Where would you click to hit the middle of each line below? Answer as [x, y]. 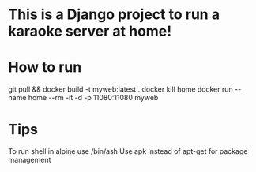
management [30, 160]
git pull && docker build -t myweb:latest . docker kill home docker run [120, 89]
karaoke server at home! [90, 31]
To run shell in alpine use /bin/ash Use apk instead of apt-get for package [128, 151]
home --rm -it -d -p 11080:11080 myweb [93, 98]
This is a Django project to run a [114, 15]
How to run [45, 67]
